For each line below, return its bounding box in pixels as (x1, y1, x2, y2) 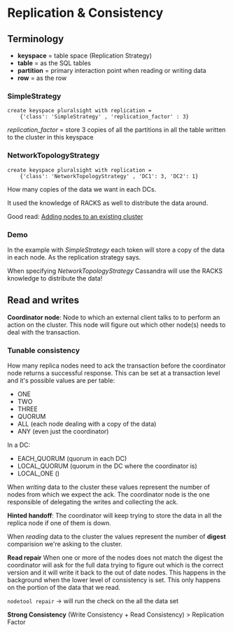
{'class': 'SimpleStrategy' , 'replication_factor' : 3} (20, 114, 190, 121)
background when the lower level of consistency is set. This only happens (7, 576, 221, 584)
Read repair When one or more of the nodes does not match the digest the (7, 553, 223, 562)
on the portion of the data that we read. (7, 584, 121, 591)
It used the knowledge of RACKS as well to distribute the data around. (7, 199, 209, 207)
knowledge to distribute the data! (7, 274, 103, 282)
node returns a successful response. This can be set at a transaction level (7, 369, 220, 377)
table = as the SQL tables (17, 59, 91, 67)
